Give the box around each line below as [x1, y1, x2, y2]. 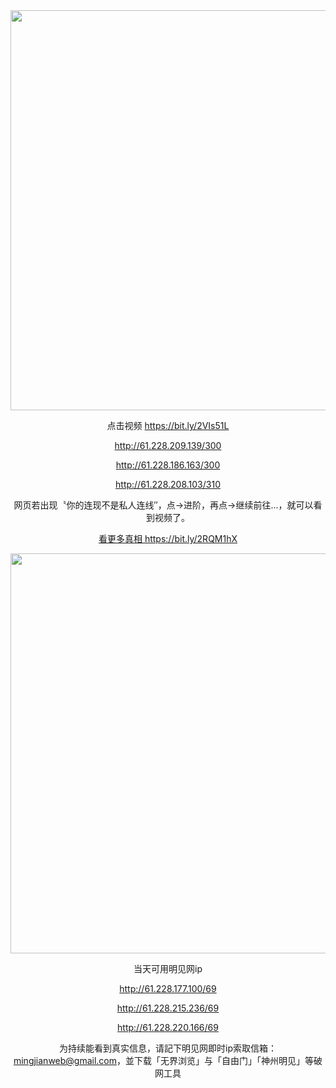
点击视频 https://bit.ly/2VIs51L [106, 420, 230, 431]
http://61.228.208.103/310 [115, 479, 221, 490]
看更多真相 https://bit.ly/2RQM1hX [98, 533, 238, 544]
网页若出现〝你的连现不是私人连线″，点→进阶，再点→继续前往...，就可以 [13, 499, 314, 511]
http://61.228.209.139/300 [114, 440, 222, 451]
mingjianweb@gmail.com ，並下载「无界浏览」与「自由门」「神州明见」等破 [13, 1055, 323, 1066]
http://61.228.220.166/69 [117, 1022, 219, 1033]
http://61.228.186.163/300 [115, 459, 221, 471]
